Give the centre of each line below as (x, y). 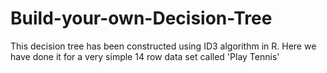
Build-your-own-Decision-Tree (141, 18)
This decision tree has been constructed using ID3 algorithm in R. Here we (163, 46)
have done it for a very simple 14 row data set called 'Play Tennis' (145, 56)
